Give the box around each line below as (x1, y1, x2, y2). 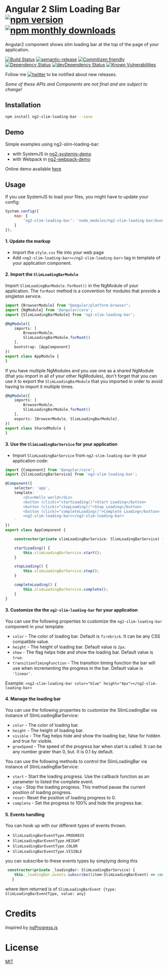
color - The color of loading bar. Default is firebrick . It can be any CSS (12, 633, 160, 639)
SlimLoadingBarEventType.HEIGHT (12, 838, 80, 844)
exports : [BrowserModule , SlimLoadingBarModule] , (14, 416, 120, 421)
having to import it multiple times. (5, 383, 74, 389)
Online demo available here (5, 166, 61, 172)
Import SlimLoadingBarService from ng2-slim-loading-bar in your (12, 452, 147, 458)
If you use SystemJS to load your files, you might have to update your (5, 194, 148, 200)
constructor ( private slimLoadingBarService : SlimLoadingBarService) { (14, 537, 164, 542)
